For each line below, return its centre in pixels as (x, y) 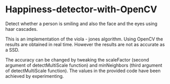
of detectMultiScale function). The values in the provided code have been (83, 71)
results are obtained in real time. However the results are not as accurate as (85, 44)
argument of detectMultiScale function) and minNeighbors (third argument (84, 65)
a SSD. (12, 50)
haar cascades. (22, 29)
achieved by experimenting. (35, 76)
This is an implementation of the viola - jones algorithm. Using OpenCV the (84, 39)
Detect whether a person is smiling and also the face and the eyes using (81, 24)
